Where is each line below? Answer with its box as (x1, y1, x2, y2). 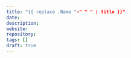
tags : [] (6, 37, 28, 43)
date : (6, 14, 20, 21)
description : (6, 20, 39, 26)
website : (6, 25, 28, 32)
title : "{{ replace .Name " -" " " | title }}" (6, 8, 126, 15)
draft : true (6, 43, 36, 49)
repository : (6, 31, 36, 37)
